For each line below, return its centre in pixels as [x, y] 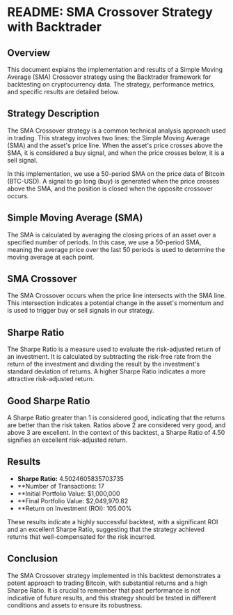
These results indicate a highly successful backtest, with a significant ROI [113, 521]
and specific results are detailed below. [63, 92]
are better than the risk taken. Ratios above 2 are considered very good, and [116, 425]
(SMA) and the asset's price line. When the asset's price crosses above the [115, 145]
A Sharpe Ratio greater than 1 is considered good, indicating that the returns [116, 418]
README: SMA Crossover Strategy [110, 12]
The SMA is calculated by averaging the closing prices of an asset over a [112, 235]
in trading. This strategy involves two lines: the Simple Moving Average [109, 138]
